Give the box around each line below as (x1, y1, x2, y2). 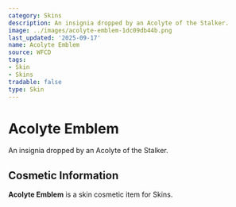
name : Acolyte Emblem (8, 41, 80, 49)
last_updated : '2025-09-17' (8, 33, 102, 42)
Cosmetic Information (8, 168, 119, 182)
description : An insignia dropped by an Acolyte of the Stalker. (8, 19, 229, 27)
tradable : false (8, 78, 62, 86)
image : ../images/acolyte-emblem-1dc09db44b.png (8, 26, 172, 34)
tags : (8, 56, 26, 64)
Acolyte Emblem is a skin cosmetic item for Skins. (8, 190, 173, 199)
